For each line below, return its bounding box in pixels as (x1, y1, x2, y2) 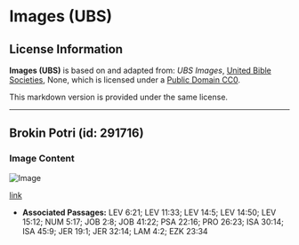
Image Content (9, 153, 76, 165)
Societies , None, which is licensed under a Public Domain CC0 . (9, 75, 241, 85)
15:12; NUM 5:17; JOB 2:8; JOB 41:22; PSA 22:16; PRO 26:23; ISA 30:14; (21, 216, 285, 227)
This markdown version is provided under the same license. (9, 91, 229, 102)
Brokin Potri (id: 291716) (9, 126, 144, 141)
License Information (9, 42, 123, 57)
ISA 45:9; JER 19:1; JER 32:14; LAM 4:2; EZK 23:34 (21, 225, 208, 236)
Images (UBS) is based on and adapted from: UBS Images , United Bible (9, 65, 271, 75)
